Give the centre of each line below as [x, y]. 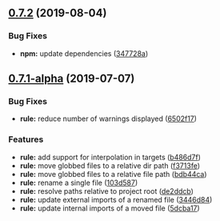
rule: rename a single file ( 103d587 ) [79, 183]
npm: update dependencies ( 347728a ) [84, 53]
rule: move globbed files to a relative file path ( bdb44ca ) [113, 174]
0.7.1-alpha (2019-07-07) [72, 79]
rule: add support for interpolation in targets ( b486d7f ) [110, 157]
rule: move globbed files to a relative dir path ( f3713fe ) [110, 165]
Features [26, 139]
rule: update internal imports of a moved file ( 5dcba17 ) [110, 208]
